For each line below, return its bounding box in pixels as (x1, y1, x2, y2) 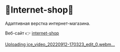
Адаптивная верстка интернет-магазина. (5, 20, 91, 26)
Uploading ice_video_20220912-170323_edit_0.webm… (5, 41, 115, 47)
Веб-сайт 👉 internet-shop (5, 30, 59, 36)
